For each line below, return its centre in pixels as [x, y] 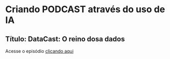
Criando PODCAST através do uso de [85, 9]
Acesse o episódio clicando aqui [40, 51]
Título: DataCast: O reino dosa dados [65, 39]
